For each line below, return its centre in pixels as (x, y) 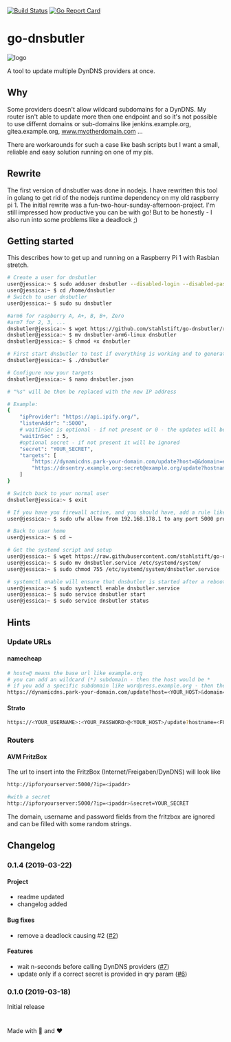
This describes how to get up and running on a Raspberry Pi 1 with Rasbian (113, 258)
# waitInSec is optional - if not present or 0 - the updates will (118, 430)
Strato (16, 708)
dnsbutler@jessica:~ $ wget (47, 329)
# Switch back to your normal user (58, 493)
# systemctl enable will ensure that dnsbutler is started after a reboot (117, 582)
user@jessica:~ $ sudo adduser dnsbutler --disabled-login (93, 284)
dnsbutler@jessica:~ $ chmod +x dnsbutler (69, 341)
